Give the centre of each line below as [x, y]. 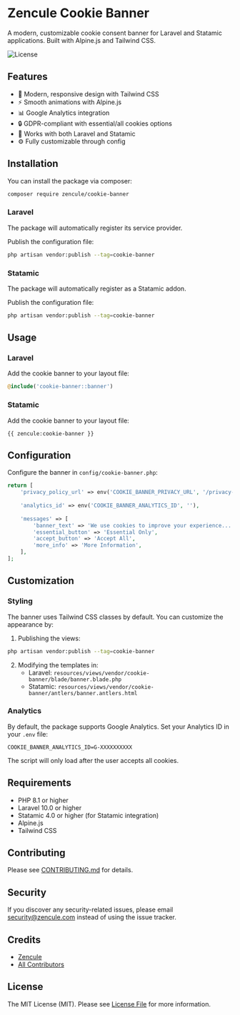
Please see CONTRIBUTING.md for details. [70, 870]
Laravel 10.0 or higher [50, 807]
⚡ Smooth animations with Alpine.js [70, 102]
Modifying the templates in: [58, 665]
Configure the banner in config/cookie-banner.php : [83, 473]
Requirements [39, 783]
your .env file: [28, 734]
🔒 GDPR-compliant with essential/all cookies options [95, 123]
